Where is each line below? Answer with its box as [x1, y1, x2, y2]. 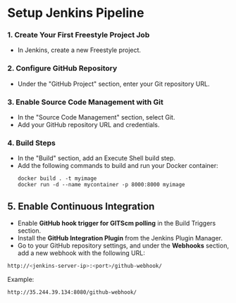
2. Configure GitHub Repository [7, 63, 118, 73]
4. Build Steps [7, 138, 56, 148]
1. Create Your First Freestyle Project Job [7, 30, 150, 40]
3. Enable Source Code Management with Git [7, 97, 163, 107]
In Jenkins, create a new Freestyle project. [17, 46, 142, 54]
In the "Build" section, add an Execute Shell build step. [17, 154, 176, 162]
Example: [7, 276, 35, 284]
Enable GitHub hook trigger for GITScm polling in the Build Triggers [17, 219, 216, 228]
